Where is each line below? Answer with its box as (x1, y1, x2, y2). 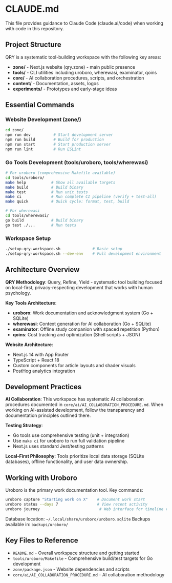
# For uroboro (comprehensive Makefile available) (5, 170, 116, 176)
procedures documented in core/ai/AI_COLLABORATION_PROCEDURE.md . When (5, 401, 164, 408)
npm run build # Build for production (5, 137, 104, 143)
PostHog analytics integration (12, 368, 75, 374)
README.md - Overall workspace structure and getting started (12, 550, 140, 556)
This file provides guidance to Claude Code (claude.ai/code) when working (5, 20, 164, 26)
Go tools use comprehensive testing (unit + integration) (12, 432, 130, 438)
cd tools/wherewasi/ (5, 213, 50, 218)
